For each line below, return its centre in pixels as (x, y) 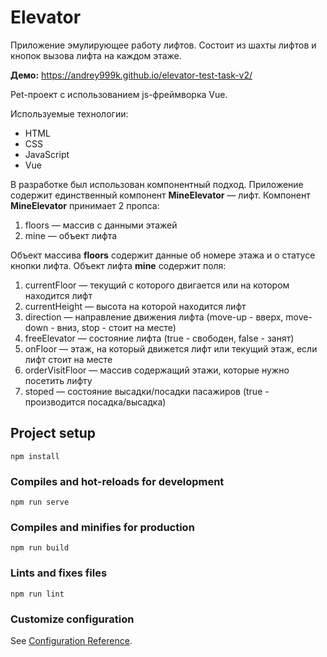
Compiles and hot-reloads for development (117, 481)
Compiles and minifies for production (102, 527)
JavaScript (47, 154)
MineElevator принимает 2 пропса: (85, 205)
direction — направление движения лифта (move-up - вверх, (154, 317)
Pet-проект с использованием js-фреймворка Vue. (119, 94)
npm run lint (37, 594)
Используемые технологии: (69, 113)
